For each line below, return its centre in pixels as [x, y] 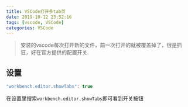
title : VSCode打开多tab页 [36, 11]
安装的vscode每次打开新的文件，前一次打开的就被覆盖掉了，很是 [99, 45]
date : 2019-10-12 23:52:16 [39, 17]
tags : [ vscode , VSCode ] [35, 22]
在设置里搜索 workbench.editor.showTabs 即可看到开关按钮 [75, 98]
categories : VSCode [30, 28]
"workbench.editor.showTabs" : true [49, 87]
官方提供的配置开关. [65, 53]
